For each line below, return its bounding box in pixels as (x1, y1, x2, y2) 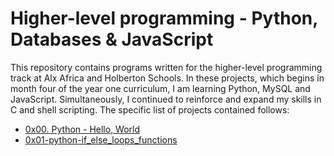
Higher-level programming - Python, (10, 7, 318, 30)
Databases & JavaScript (10, 28, 214, 51)
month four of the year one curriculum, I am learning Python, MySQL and (10, 82, 311, 94)
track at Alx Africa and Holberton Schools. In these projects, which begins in (10, 72, 325, 84)
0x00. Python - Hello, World (24, 123, 141, 135)
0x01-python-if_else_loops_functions (24, 133, 178, 146)
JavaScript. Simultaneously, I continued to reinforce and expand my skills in (10, 93, 322, 105)
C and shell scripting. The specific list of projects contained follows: (10, 103, 290, 116)
